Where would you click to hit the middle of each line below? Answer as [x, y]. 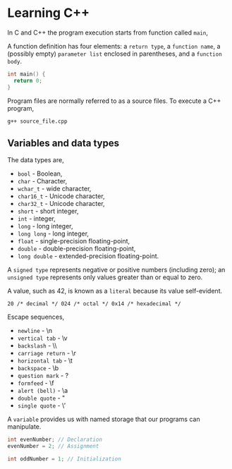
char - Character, [42, 181]
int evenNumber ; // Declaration [55, 440]
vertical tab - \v [43, 338]
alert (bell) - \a [43, 391]
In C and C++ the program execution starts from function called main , [108, 32]
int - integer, [37, 219]
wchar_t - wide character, [54, 189]
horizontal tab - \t [45, 360]
